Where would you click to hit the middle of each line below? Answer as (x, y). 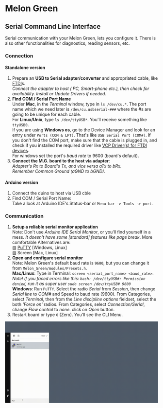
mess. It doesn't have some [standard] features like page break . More (82, 237)
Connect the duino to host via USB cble (51, 193)
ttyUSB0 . (20, 125)
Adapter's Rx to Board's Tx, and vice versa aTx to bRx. (67, 166)
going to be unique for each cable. (47, 114)
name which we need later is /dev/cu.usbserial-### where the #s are (81, 109)
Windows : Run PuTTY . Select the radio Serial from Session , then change (84, 289)
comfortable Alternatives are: (41, 242)
